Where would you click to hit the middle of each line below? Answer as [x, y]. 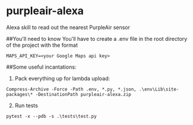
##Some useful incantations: [41, 67]
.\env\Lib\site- [159, 89]
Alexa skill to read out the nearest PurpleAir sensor [68, 27]
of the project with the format [42, 45]
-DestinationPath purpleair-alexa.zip [83, 94]
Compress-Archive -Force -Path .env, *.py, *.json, [71, 89]
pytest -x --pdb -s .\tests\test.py [51, 116]
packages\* [20, 94]
